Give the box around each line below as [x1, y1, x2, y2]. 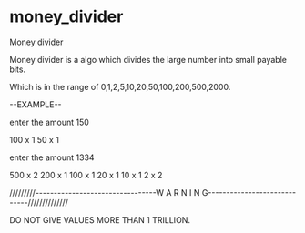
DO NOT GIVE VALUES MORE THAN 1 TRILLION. [9, 214, 191, 225]
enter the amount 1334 [9, 152, 95, 163]
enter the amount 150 [9, 116, 89, 127]
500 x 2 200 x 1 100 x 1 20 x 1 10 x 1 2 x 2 [9, 169, 163, 180]
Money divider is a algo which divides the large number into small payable [9, 54, 287, 65]
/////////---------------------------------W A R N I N [9, 187, 200, 198]
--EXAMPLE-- [9, 98, 62, 110]
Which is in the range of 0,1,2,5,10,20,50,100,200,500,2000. [9, 81, 231, 92]
